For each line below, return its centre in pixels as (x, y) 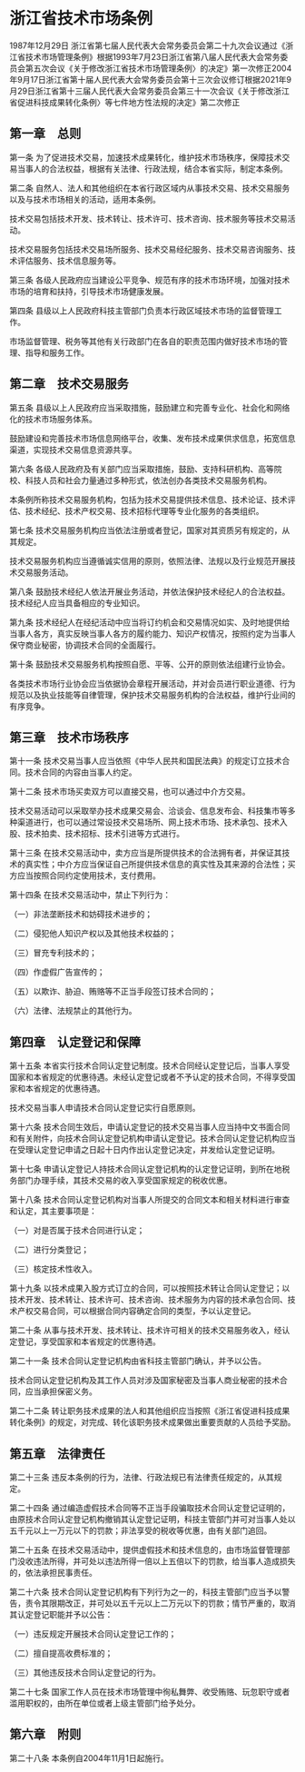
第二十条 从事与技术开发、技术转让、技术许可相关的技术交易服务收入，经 (146, 1331)
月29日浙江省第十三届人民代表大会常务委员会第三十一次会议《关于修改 (142, 91)
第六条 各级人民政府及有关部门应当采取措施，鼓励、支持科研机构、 (134, 469)
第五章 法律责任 (57, 1454)
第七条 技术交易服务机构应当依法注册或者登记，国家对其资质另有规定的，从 (150, 530)
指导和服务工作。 (57, 352)
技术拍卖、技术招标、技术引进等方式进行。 (104, 834)
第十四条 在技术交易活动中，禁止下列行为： (90, 895)
